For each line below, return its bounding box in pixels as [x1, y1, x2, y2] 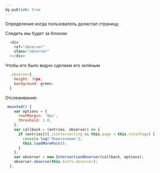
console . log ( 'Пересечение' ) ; [23, 136, 83, 141]
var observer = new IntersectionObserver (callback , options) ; [14, 155, 144, 160]
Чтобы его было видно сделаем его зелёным [5, 63, 100, 69]
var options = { [14, 109, 48, 114]
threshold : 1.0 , [18, 118, 52, 123]
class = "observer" [14, 49, 50, 54]
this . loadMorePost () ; [23, 141, 67, 146]
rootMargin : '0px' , [18, 113, 58, 118]
